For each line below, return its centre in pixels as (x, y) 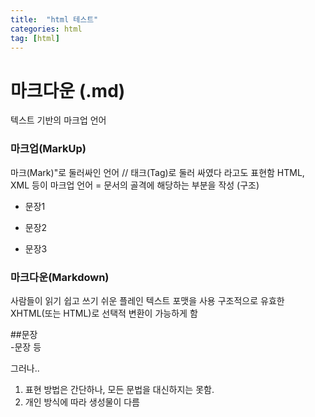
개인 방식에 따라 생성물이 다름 (82, 402)
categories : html (46, 29)
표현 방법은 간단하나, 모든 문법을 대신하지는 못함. (119, 389)
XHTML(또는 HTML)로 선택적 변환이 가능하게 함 (104, 313)
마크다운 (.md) (68, 90)
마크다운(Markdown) (60, 277)
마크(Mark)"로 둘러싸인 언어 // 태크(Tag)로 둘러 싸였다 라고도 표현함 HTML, (157, 172)
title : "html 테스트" (54, 19)
